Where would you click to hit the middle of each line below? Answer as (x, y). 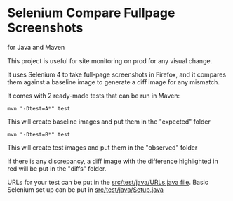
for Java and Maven (36, 47)
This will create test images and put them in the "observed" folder (102, 147)
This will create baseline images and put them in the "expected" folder (109, 122)
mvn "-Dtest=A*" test (39, 108)
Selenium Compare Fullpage (91, 13)
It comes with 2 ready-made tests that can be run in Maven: (94, 96)
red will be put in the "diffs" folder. (57, 168)
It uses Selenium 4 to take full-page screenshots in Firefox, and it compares (117, 74)
